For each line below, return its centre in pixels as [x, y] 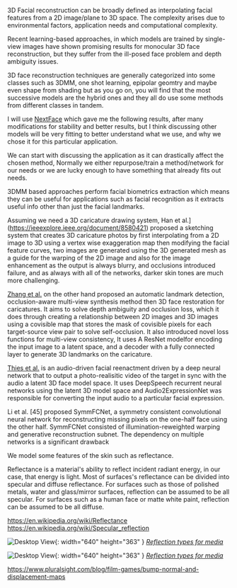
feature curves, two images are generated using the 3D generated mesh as [117, 250]
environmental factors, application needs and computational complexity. [112, 25]
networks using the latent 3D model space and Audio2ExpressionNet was [115, 391]
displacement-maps [36, 577]
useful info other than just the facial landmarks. [76, 207]
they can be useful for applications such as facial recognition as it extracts [116, 199]
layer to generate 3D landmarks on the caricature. [80, 354]
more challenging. [34, 280]
